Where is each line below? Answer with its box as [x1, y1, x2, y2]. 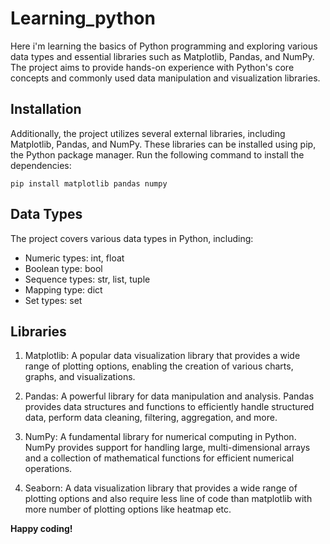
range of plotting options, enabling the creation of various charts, [24, 360, 294, 372]
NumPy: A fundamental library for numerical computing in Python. [24, 431, 297, 443]
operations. [24, 463, 73, 475]
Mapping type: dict [24, 283, 103, 296]
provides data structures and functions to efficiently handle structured [24, 401, 315, 413]
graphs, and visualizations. [24, 371, 136, 383]
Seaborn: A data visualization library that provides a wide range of [24, 482, 298, 494]
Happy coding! [10, 523, 73, 535]
